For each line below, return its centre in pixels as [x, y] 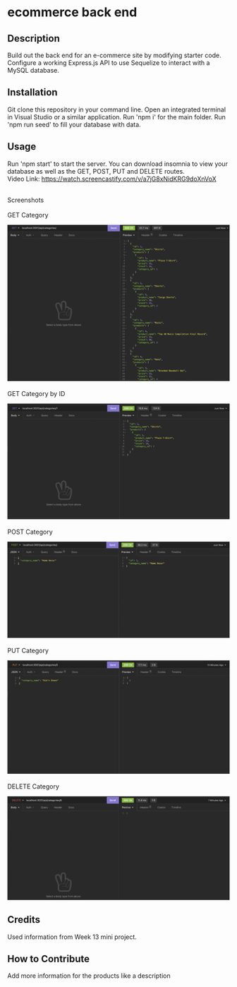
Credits [24, 920]
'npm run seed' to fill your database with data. [74, 124]
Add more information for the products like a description [89, 976]
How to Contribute [49, 958]
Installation [32, 92]
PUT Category [28, 650]
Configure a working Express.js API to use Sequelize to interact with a [109, 63]
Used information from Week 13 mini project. [72, 937]
